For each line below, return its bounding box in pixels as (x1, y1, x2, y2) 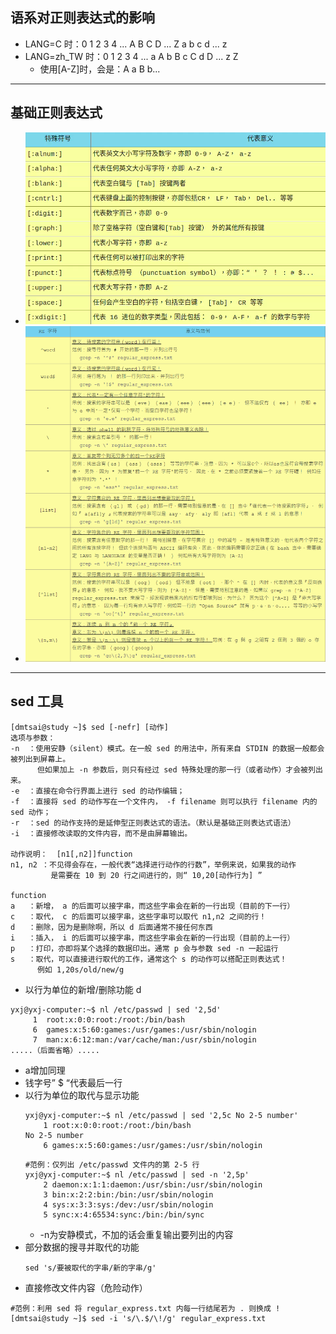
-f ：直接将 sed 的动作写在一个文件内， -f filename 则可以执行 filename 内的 (10, 796, 318, 807)
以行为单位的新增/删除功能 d (24, 983, 142, 995)
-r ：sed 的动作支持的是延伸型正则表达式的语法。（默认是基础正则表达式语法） (10, 818, 296, 828)
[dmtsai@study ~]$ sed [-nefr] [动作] (10, 722, 169, 732)
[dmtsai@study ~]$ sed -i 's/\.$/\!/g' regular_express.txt (10, 1313, 267, 1323)
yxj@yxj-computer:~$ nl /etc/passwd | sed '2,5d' (10, 1004, 222, 1015)
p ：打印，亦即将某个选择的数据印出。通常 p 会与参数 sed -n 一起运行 (10, 943, 279, 953)
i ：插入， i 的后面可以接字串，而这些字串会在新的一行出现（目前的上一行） (10, 933, 295, 943)
